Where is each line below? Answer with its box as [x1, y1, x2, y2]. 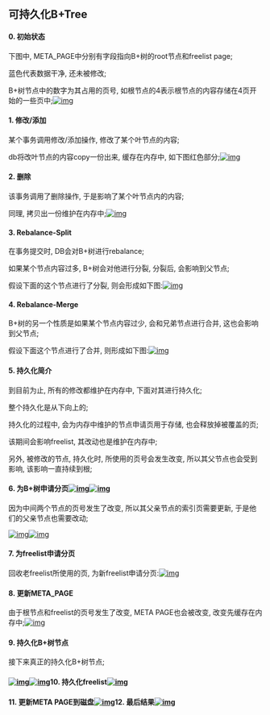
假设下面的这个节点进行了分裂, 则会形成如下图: [8, 281, 164, 290]
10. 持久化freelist [49, 677, 107, 687]
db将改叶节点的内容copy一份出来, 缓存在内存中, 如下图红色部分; [8, 152, 220, 161]
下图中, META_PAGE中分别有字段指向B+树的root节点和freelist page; [8, 51, 233, 60]
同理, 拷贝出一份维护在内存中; [8, 209, 107, 218]
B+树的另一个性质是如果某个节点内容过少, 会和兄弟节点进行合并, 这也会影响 [8, 318, 260, 328]
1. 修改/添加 [8, 115, 47, 125]
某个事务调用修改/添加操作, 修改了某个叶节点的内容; [8, 135, 180, 144]
